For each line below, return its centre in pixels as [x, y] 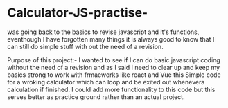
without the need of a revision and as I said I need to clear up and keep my [114, 67]
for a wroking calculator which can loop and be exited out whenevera [106, 82]
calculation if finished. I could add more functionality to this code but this [111, 89]
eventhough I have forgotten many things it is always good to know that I [111, 39]
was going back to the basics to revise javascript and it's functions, [103, 32]
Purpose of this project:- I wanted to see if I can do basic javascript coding [114, 60]
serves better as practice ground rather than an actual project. [96, 97]
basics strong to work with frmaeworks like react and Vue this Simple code [114, 75]
